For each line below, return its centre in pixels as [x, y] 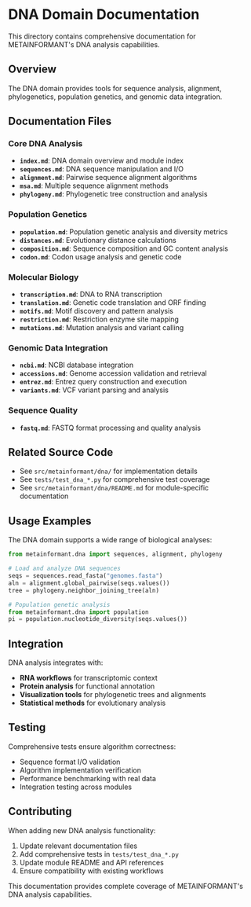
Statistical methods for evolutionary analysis [93, 703]
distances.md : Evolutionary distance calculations [98, 240]
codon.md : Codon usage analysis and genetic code [100, 256]
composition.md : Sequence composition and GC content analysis [124, 248]
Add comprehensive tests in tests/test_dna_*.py [99, 854]
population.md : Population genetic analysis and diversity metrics [124, 231]
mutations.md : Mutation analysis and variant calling [102, 328]
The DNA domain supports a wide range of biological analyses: [110, 540]
